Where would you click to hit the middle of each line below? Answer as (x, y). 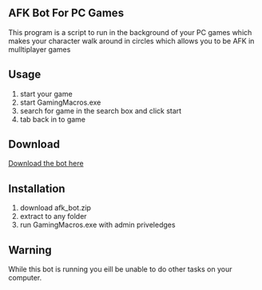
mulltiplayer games (40, 49)
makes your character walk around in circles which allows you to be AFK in (131, 41)
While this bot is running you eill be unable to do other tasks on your (120, 269)
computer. (25, 278)
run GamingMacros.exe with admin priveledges (97, 225)
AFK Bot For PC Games (66, 13)
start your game (46, 93)
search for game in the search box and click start (101, 110)
